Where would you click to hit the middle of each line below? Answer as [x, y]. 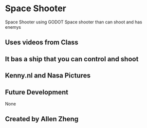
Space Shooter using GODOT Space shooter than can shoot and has [74, 22]
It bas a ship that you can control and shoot [72, 59]
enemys [13, 27]
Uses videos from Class [42, 43]
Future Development [37, 92]
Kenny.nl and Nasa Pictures [48, 76]
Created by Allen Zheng [42, 119]
